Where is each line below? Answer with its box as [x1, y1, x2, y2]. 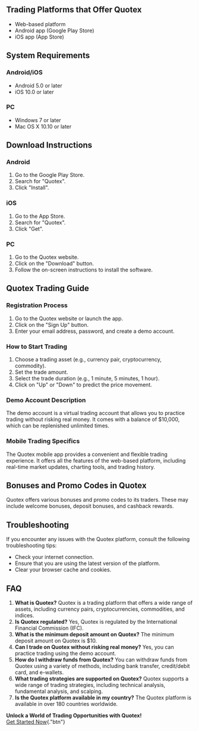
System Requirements [6, 51, 90, 61]
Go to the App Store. [14, 213, 65, 220]
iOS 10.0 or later [14, 88, 55, 95]
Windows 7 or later [14, 116, 61, 124]
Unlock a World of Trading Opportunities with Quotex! [6, 712, 142, 719]
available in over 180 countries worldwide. [14, 701, 118, 708]
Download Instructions [6, 140, 93, 151]
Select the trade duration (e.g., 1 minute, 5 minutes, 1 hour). [14, 375, 160, 382]
